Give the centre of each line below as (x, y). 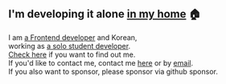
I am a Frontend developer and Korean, (73, 37)
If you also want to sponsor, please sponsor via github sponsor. (113, 71)
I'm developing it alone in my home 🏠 (105, 14)
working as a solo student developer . (70, 46)
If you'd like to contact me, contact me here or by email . (101, 62)
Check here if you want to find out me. (72, 54)
